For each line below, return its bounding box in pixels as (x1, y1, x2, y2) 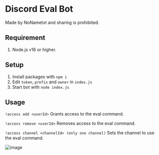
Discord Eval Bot (5, 3, 73, 15)
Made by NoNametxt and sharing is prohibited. (5, 19, 99, 25)
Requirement (5, 34, 45, 42)
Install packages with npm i (12, 74, 68, 79)
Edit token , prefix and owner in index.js (12, 79, 92, 85)
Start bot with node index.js (12, 84, 69, 90)
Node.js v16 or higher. (12, 46, 57, 52)
